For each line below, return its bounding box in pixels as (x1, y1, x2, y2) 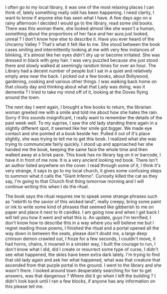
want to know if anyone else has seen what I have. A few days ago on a (5, 15, 152, 20)
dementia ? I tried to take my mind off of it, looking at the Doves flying (5, 89, 149, 95)
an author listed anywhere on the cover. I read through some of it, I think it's (5, 162, 161, 168)
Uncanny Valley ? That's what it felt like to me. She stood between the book (5, 41, 161, 47)
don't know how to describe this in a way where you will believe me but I (5, 220, 154, 226)
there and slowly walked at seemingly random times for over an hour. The (5, 62, 156, 68)
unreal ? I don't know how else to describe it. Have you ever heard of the (5, 36, 155, 42)
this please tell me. (5, 284, 44, 289)
